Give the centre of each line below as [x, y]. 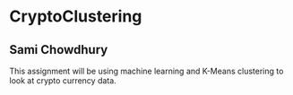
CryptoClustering [76, 17]
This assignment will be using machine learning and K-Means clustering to [146, 71]
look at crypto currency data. [63, 81]
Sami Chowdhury [59, 50]
